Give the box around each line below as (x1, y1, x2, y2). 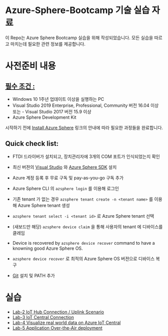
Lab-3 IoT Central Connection (12, 314, 74, 320)
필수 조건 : (5, 82, 35, 90)
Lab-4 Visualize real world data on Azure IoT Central (12, 319, 121, 325)
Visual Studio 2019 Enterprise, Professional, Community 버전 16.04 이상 (12, 102, 159, 108)
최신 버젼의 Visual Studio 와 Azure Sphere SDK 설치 (12, 164, 117, 170)
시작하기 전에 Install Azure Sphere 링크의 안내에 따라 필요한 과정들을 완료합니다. (5, 124, 163, 130)
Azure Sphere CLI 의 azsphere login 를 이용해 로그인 (12, 185, 119, 191)
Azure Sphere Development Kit (12, 114, 77, 120)
